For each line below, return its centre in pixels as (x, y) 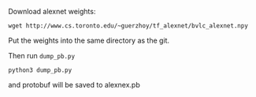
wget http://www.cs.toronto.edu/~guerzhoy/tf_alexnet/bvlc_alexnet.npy (128, 26)
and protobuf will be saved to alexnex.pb (74, 85)
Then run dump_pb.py (42, 56)
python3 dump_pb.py (40, 70)
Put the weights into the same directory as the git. (89, 40)
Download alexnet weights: (52, 11)
